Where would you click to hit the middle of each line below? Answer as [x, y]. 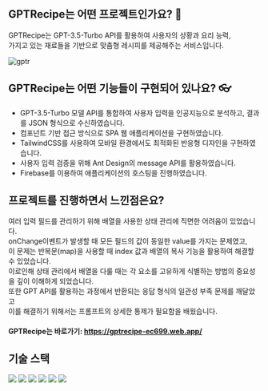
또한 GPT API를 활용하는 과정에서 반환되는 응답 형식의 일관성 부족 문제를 [121, 292]
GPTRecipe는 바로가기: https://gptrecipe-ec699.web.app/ [105, 332]
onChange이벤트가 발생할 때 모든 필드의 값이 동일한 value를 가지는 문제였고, [128, 241]
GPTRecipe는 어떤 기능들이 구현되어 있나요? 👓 [120, 89]
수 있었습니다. [30, 261]
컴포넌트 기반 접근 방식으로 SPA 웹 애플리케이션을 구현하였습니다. [122, 133]
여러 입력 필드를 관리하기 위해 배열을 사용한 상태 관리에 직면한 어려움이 [118, 221]
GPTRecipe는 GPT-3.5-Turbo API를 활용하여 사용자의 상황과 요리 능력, [120, 35]
